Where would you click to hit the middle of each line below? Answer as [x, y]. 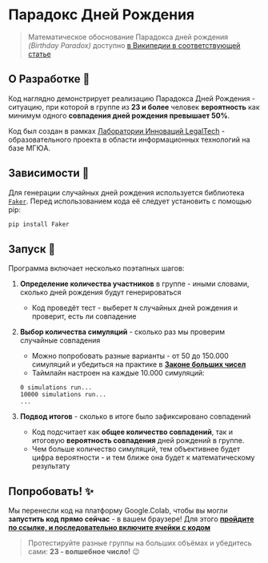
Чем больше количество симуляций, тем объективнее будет [136, 449]
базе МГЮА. [29, 148]
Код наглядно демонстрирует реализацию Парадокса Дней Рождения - [132, 99]
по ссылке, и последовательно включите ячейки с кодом [109, 528]
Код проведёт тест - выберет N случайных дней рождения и [135, 308]
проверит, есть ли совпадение [84, 316]
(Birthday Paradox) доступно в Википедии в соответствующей [134, 45]
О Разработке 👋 [49, 79]
